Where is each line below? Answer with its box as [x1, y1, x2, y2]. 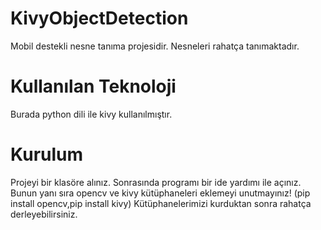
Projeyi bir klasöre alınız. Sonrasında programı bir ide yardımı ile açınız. [10, 176, 302, 188]
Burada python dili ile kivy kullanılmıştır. [10, 108, 173, 120]
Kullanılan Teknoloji [10, 75, 177, 98]
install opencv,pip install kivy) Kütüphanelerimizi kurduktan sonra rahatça [10, 197, 312, 209]
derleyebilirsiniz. [10, 208, 78, 220]
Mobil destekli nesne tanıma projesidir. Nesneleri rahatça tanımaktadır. [10, 40, 300, 52]
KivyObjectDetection [10, 7, 189, 30]
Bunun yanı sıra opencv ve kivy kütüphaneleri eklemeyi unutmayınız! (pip [10, 187, 311, 199]
